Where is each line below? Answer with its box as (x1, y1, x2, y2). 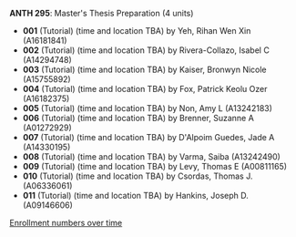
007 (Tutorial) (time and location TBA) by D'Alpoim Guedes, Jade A (22, 132, 275, 142)
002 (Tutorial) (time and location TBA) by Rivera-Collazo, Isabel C (22, 45, 270, 56)
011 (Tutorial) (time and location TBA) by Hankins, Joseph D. (22, 191, 249, 201)
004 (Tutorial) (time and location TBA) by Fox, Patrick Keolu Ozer (22, 84, 268, 94)
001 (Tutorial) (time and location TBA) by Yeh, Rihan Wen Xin (22, 26, 251, 36)
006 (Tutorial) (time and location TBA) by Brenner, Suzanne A (22, 113, 255, 123)
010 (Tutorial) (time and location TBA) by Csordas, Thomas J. (22, 170, 253, 181)
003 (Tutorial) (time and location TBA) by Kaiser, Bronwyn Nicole (22, 64, 267, 75)
